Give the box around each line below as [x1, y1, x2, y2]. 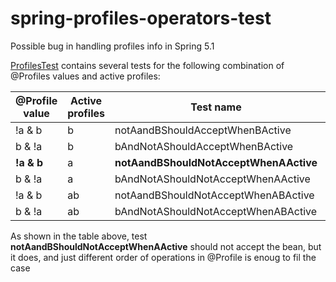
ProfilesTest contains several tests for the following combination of [10, 59, 285, 71]
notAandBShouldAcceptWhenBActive [114, 123, 292, 137]
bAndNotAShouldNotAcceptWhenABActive [114, 204, 318, 218]
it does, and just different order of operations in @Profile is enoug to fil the [10, 251, 317, 263]
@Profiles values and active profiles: [10, 70, 161, 82]
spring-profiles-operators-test [10, 7, 272, 30]
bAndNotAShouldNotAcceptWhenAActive [114, 172, 311, 186]
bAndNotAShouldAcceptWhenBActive [114, 139, 294, 153]
